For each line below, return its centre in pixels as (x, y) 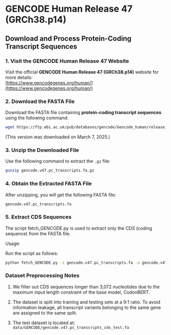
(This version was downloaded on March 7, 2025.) (58, 137)
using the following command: (37, 118)
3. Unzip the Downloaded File (42, 150)
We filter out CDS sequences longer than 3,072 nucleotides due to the (86, 287)
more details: (19, 77)
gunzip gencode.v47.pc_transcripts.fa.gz (50, 171)
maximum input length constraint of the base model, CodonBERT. (81, 292)
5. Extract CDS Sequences (38, 217)
